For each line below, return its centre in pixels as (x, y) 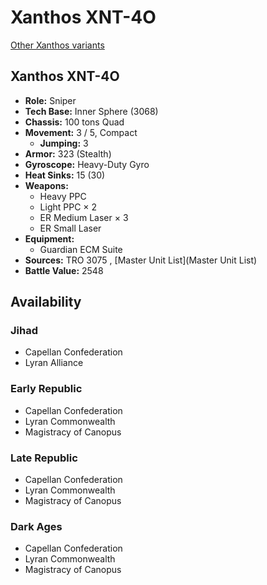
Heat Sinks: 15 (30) (65, 175)
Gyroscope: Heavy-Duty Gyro (87, 164)
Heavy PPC (63, 196)
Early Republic (46, 389)
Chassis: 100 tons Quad (74, 122)
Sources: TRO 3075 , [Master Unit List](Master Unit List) (141, 260)
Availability (46, 302)
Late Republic (44, 458)
